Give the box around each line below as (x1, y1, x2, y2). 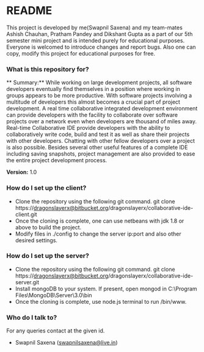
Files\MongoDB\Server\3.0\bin (15, 291, 93, 299)
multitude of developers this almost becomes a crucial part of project (6, 98, 180, 106)
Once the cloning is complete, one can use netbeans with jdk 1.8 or (15, 217, 184, 224)
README (6, 4, 53, 18)
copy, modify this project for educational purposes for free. (6, 49, 156, 57)
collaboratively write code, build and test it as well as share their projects (6, 131, 190, 138)
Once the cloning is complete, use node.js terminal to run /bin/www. (15, 298, 187, 305)
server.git (15, 278, 40, 286)
